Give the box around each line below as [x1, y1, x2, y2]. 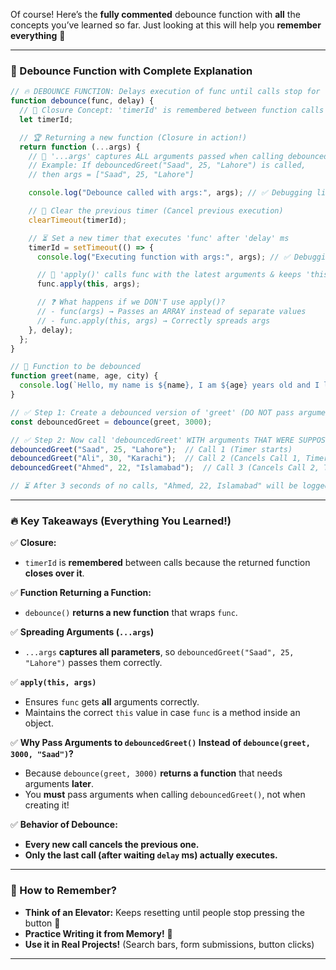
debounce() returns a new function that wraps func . [24, 607, 238, 619]
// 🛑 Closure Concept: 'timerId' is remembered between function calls [19, 105, 325, 116]
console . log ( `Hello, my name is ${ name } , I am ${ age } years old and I [19, 380, 320, 391]
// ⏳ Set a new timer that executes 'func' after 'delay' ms [28, 233, 290, 243]
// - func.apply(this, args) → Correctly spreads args [36, 315, 271, 326]
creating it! [24, 799, 70, 811]
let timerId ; [19, 114, 74, 124]
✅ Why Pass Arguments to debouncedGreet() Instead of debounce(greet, [10, 737, 311, 749]
